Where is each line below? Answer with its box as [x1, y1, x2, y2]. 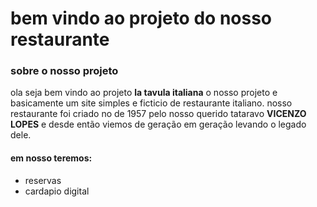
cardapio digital [24, 185, 90, 197]
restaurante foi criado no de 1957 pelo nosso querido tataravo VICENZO [10, 108, 307, 120]
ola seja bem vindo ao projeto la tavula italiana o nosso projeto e [10, 87, 278, 99]
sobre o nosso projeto [10, 64, 119, 78]
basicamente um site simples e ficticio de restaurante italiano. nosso [10, 97, 293, 109]
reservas [24, 174, 62, 186]
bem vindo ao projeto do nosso [10, 7, 273, 30]
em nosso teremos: [10, 152, 93, 164]
